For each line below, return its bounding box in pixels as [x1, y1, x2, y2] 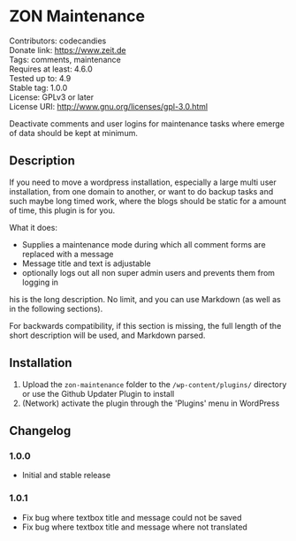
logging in [21, 277, 59, 287]
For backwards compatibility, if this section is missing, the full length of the [9, 320, 282, 331]
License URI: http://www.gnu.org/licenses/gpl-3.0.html [9, 101, 209, 111]
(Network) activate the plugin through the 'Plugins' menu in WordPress [21, 398, 280, 408]
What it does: [9, 222, 57, 232]
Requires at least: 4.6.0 [9, 64, 93, 74]
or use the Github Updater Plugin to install [21, 388, 175, 399]
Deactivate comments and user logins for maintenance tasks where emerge [9, 118, 285, 129]
